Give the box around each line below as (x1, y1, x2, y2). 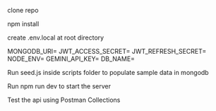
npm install (7, 20, 40, 28)
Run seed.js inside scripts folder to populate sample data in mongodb (7, 69, 210, 76)
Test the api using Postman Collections (7, 95, 121, 104)
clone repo (7, 6, 39, 14)
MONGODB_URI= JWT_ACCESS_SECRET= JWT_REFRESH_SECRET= (7, 47, 207, 55)
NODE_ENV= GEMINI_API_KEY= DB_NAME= (7, 54, 136, 63)
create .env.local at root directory (7, 33, 104, 42)
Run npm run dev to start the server (7, 82, 112, 90)
